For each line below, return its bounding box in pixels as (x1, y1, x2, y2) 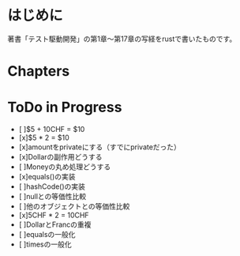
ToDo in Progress (7, 99, 122, 116)
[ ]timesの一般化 (18, 239, 72, 249)
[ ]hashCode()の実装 (18, 182, 86, 191)
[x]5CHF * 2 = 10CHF (18, 210, 89, 220)
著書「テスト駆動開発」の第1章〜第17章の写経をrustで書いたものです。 (7, 34, 237, 43)
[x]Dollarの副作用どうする (18, 152, 103, 162)
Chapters (7, 62, 70, 81)
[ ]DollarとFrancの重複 (18, 220, 92, 229)
